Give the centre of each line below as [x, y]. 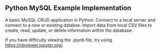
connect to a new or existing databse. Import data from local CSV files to [79, 25]
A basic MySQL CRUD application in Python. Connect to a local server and [80, 20]
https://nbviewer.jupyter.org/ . [34, 45]
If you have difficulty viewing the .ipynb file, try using [59, 40]
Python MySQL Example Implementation [68, 8]
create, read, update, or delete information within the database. [69, 30]
